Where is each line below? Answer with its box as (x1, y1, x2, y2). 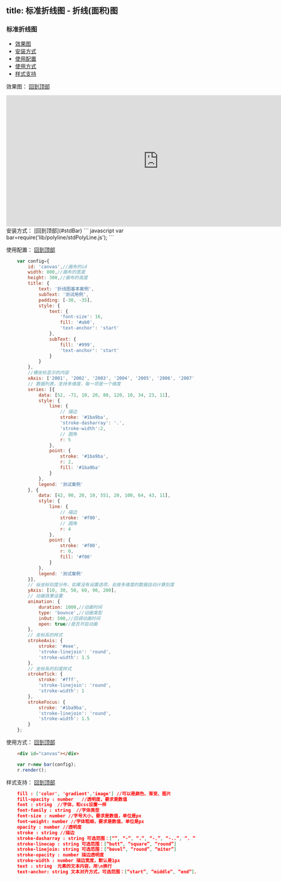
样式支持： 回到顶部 (6, 778, 55, 786)
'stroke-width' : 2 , (59, 425, 106, 431)
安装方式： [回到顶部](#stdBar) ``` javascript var (6, 227, 124, 234)
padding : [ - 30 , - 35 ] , (38, 297, 93, 303)
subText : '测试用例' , (38, 291, 89, 297)
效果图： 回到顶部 (6, 83, 50, 90)
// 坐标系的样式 (28, 632, 63, 638)
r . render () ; (17, 767, 47, 773)
